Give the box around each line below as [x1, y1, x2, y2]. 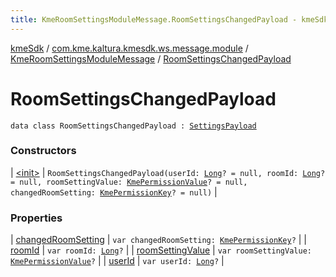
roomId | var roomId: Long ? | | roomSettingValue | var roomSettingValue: [10, 244, 312, 256]
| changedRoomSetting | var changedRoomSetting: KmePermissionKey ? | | [10, 234, 307, 246]
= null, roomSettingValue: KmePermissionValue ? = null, [10, 177, 248, 187]
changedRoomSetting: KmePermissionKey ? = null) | [10, 186, 218, 198]
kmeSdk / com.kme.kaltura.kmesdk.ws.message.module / [10, 42, 249, 54]
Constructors [10, 144, 77, 158]
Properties [10, 211, 63, 225]
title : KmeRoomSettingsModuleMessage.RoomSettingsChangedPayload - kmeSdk [10, 14, 329, 25]
